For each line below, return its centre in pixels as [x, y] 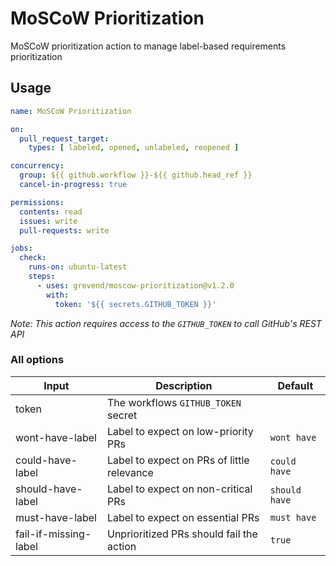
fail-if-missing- [53, 534]
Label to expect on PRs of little [178, 460]
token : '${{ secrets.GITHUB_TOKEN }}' [135, 304]
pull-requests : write [64, 230]
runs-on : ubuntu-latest [78, 267]
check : [33, 258]
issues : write [48, 221]
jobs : [21, 248]
